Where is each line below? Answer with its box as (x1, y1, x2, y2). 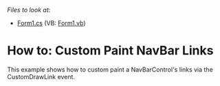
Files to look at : (7, 6, 51, 14)
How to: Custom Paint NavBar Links (7, 43, 214, 59)
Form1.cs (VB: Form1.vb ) (16, 19, 86, 27)
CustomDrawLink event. (7, 72, 76, 81)
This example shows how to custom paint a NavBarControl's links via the (7, 65, 213, 74)
